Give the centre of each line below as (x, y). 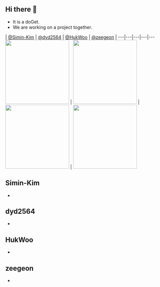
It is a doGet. (26, 21)
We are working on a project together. (52, 27)
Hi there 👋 (21, 9)
